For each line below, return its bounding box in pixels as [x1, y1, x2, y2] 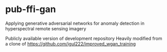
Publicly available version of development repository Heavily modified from [5, 35, 162, 41]
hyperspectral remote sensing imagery [5, 25, 86, 31]
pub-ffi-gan [5, 4, 56, 15]
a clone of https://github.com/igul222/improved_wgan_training [5, 40, 136, 46]
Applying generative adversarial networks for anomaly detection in [5, 20, 145, 26]
